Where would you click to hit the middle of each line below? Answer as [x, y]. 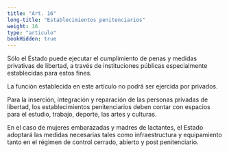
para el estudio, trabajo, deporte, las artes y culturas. [82, 115]
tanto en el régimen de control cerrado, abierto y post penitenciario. [103, 142]
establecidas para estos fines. [50, 73]
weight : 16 [23, 26]
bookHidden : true [32, 39]
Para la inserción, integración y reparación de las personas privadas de [108, 99]
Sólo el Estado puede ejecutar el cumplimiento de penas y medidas [102, 58]
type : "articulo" [32, 33]
